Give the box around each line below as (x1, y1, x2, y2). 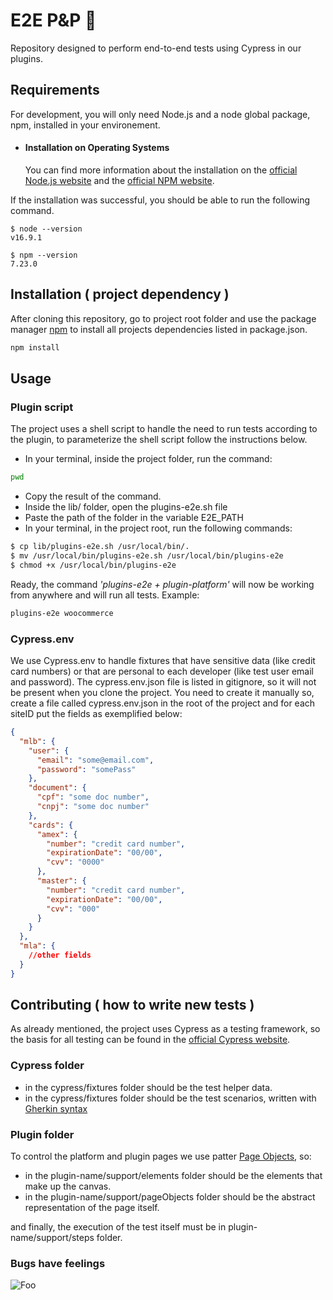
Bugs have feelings (10, 1256, 106, 1270)
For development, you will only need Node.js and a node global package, (10, 108, 311, 120)
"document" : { (28, 783, 87, 793)
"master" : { (36, 876, 87, 886)
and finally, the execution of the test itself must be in (10, 1221, 227, 1233)
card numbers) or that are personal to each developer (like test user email (10, 665, 314, 677)
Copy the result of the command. (24, 490, 162, 503)
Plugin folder (10, 1127, 75, 1141)
